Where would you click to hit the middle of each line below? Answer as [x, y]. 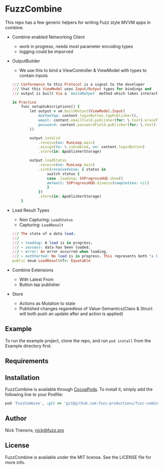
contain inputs [33, 75]
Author [16, 419]
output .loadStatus [48, 160]
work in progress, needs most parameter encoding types [76, 46]
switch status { [63, 174]
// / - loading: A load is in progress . [52, 243]
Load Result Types [31, 210]
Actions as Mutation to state [47, 303]
